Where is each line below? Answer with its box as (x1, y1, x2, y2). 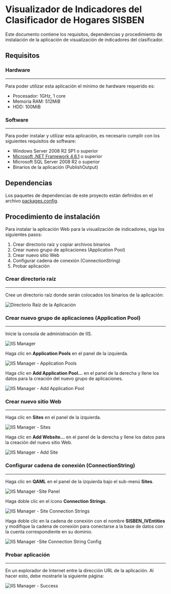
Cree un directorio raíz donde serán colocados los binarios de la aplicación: (5, 291, 164, 298)
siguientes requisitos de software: (5, 138, 76, 144)
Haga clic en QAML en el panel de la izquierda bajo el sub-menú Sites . (5, 478, 154, 484)
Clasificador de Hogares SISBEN (5, 14, 145, 26)
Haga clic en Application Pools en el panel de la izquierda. (5, 350, 129, 357)
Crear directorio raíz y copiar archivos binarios (12, 241, 110, 247)
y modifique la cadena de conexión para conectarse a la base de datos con (5, 523, 163, 529)
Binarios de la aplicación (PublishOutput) (12, 164, 98, 170)
